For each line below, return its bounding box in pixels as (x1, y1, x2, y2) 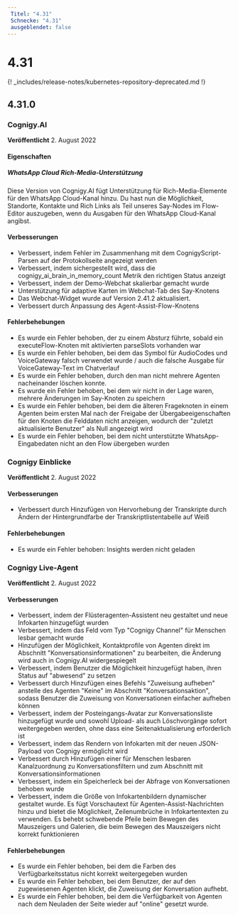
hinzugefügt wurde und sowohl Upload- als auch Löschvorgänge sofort (17, 717, 227, 725)
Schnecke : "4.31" (10, 17, 62, 24)
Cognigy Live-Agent (7, 562, 79, 572)
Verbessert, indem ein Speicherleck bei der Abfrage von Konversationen (17, 777, 230, 786)
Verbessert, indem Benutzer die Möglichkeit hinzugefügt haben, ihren (17, 664, 222, 673)
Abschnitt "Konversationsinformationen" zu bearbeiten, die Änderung (17, 648, 222, 658)
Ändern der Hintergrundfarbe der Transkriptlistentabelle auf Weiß (17, 513, 210, 521)
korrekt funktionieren (17, 830, 80, 839)
